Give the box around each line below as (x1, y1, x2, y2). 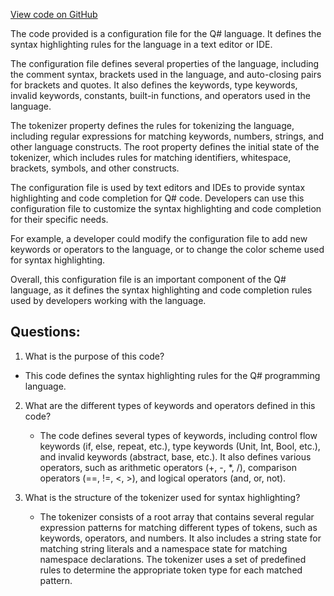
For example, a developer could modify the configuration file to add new (10, 233, 308, 244)
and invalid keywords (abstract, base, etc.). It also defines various (39, 450, 312, 463)
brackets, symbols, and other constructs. (10, 162, 180, 174)
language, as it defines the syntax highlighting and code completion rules (10, 284, 313, 296)
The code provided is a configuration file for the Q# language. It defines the (10, 28, 322, 39)
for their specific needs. (10, 214, 109, 225)
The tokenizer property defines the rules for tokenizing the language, (10, 120, 295, 131)
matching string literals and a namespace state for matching (39, 542, 288, 554)
